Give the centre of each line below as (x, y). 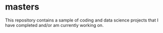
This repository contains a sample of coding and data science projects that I (82, 20)
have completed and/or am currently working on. (54, 25)
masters (22, 7)
